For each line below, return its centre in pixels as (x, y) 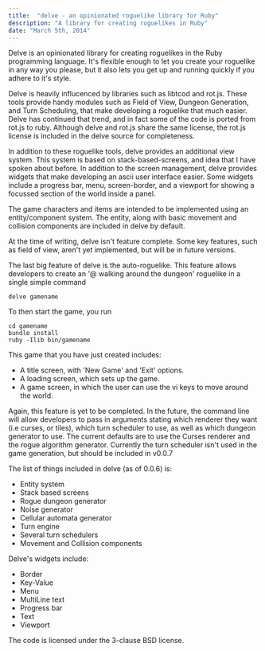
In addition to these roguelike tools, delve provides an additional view (121, 151)
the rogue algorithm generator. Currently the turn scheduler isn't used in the (132, 445)
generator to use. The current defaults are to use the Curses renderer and (129, 437)
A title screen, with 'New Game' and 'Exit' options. (102, 370)
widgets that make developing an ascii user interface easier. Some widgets (131, 177)
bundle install (33, 333)
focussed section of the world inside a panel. (82, 194)
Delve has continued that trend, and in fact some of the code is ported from (132, 119)
